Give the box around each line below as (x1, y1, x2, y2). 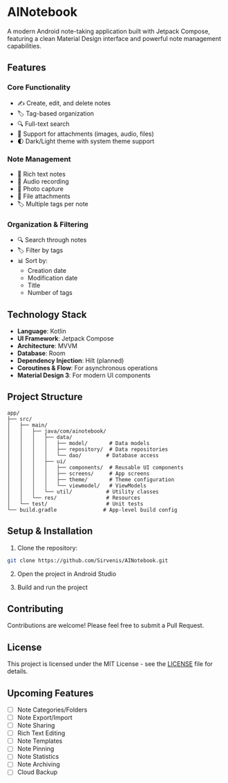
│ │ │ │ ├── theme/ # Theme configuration (7, 476, 175, 483)
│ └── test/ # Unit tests (7, 500, 144, 507)
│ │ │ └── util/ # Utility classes (7, 488, 159, 495)
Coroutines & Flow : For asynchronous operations (17, 364, 158, 372)
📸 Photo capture (17, 184, 64, 192)
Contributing (7, 603, 64, 615)
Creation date (27, 267, 67, 275)
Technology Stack (7, 309, 87, 321)
